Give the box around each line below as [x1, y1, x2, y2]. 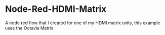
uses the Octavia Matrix [5, 25, 53, 31]
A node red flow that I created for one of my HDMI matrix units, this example [5, 20, 161, 26]
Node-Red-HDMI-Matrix [5, 3, 107, 15]
